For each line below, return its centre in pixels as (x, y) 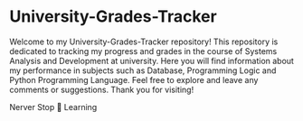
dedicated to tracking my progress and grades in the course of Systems (143, 51)
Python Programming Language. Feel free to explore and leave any (134, 79)
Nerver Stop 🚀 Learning (53, 107)
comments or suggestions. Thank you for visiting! (102, 89)
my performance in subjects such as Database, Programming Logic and (143, 70)
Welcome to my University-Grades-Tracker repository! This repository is (144, 42)
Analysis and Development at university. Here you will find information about (151, 60)
